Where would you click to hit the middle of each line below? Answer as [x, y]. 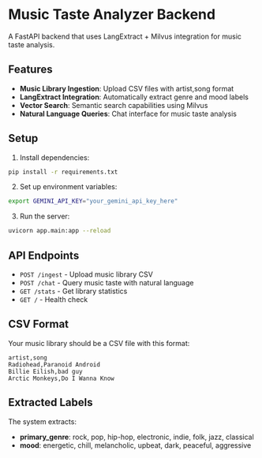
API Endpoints [44, 255]
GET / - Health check [54, 300]
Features [30, 70]
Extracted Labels [51, 402]
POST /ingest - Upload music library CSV [86, 274]
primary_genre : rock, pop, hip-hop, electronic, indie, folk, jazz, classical [137, 437]
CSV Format [39, 324]
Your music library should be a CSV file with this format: [99, 343]
